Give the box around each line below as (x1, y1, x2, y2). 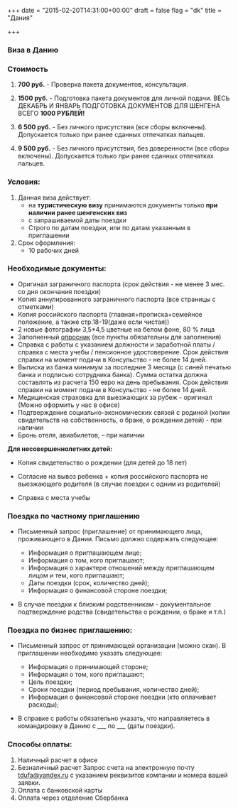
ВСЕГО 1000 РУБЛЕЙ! (17, 109, 85, 118)
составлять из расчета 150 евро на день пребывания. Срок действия (17, 378, 229, 386)
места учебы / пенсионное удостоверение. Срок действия (49, 347, 229, 356)
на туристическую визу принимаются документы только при (28, 200, 218, 209)
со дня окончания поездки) (17, 287, 102, 295)
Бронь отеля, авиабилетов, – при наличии (17, 430, 145, 439)
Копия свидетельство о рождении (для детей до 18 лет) (17, 458, 188, 467)
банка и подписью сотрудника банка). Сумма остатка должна (17, 370, 207, 379)
